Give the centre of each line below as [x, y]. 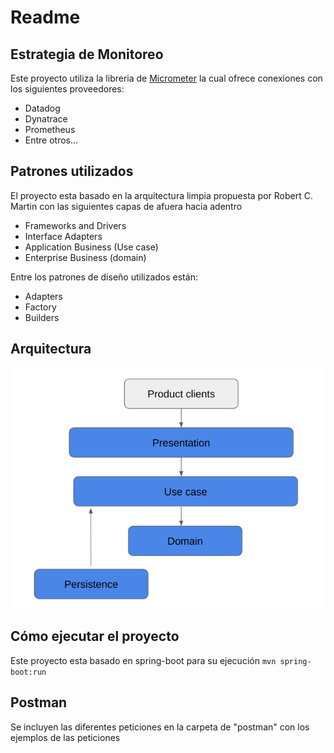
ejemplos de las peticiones [65, 737]
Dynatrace [46, 119]
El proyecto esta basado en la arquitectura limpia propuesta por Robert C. [161, 195]
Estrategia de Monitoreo [87, 54]
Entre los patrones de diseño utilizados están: [104, 277]
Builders [42, 317]
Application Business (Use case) [91, 247]
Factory [40, 307]
